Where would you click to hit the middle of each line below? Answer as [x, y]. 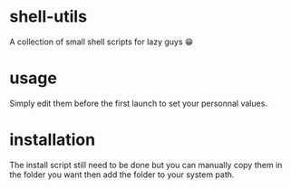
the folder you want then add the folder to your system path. [122, 175]
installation [53, 140]
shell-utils [48, 17]
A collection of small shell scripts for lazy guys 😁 [102, 42]
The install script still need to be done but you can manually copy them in [146, 165]
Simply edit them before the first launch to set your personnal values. [138, 103]
